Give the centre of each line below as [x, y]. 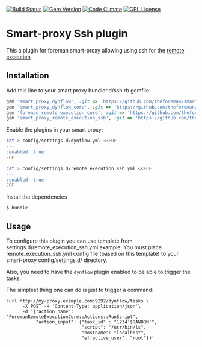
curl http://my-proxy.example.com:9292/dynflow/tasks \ [78, 301]
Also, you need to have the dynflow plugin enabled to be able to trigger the [98, 272]
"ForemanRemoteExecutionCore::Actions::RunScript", [72, 317]
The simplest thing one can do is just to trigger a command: [80, 290]
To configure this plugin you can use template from [69, 241]
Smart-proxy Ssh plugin [67, 34]
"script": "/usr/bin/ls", [114, 328]
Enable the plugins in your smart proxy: [55, 130]
